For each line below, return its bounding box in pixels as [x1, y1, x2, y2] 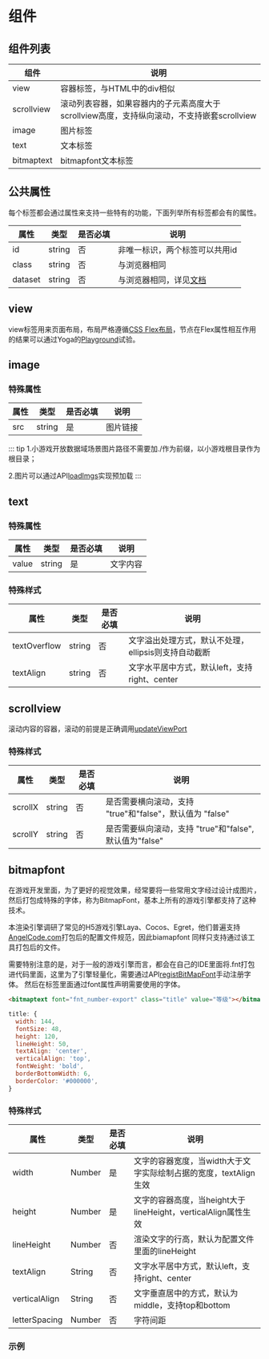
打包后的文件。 [14, 943, 65, 953]
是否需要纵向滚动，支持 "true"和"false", [105, 823, 255, 835]
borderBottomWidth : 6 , [15, 1070, 91, 1078]
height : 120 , [15, 1032, 59, 1041]
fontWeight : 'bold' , [15, 1062, 84, 1070]
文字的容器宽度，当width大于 [133, 1155, 243, 1167]
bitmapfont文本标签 [60, 156, 134, 166]
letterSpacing [12, 1314, 63, 1325]
